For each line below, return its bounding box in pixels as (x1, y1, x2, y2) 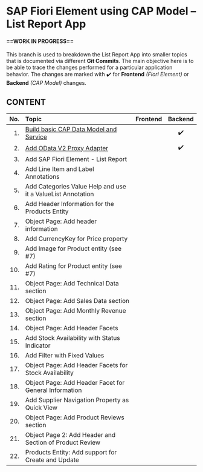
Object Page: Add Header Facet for (25, 379, 125, 387)
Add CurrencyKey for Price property (25, 234, 128, 243)
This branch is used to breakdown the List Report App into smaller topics (6, 51, 187, 58)
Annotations (25, 173, 60, 181)
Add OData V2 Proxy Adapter (25, 144, 109, 152)
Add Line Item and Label (25, 165, 95, 173)
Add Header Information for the (25, 200, 114, 208)
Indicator (25, 341, 51, 350)
